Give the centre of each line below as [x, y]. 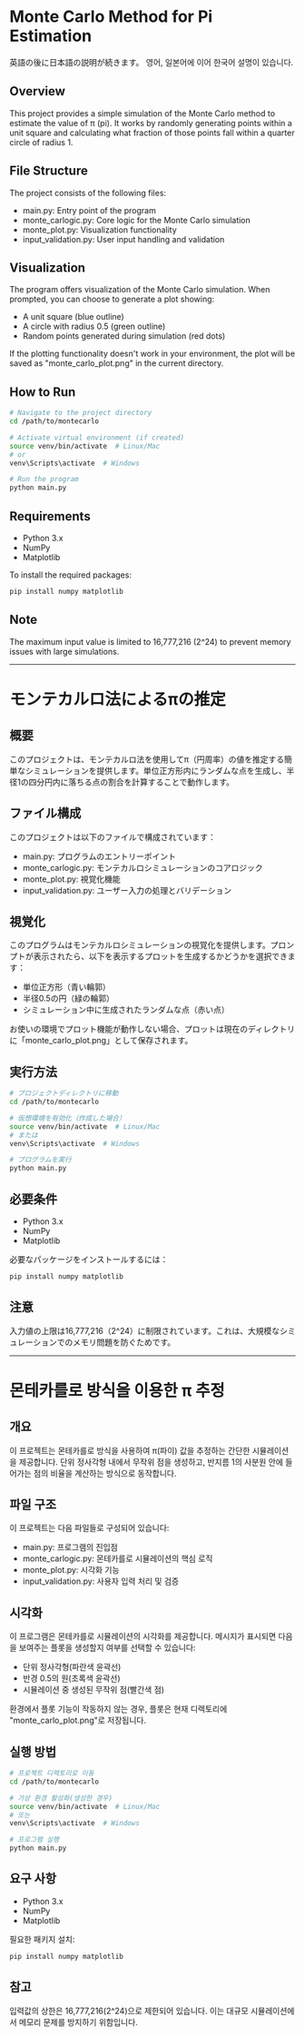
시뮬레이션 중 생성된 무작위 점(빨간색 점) [93, 1690]
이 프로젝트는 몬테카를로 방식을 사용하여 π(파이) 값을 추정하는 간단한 [130, 1450]
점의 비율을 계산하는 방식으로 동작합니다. [105, 1473]
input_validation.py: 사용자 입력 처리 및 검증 [101, 1581]
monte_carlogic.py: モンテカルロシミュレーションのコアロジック [143, 867]
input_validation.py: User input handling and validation [123, 239]
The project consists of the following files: [88, 193]
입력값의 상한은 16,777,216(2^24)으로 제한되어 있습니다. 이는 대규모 [129, 2011]
